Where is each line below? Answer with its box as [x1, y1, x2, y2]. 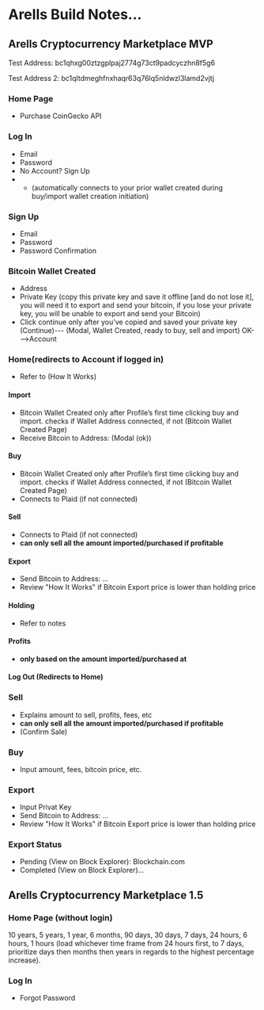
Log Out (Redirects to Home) [8, 672, 104, 682]
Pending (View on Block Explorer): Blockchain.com [19, 857, 186, 867]
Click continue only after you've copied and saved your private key [19, 317, 238, 327]
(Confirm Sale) [19, 727, 68, 736]
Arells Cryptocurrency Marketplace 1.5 [8, 888, 204, 901]
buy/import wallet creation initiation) [31, 191, 149, 201]
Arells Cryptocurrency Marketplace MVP [8, 37, 213, 51]
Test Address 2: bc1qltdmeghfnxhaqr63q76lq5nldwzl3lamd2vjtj [8, 74, 215, 82]
